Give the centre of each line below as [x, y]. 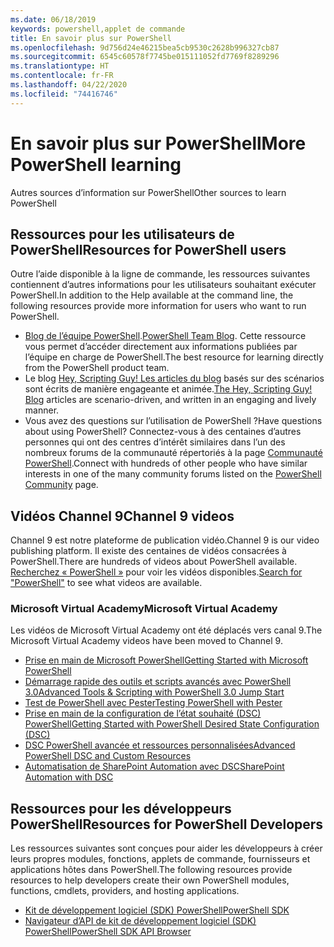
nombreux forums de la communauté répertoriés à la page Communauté [173, 453]
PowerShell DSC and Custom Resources [108, 756]
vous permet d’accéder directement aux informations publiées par [161, 347]
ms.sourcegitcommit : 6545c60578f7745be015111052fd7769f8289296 [145, 57]
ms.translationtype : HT [60, 66]
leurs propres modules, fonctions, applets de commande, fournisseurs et [160, 859]
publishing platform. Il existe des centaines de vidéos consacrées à [148, 551]
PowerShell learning [96, 164]
